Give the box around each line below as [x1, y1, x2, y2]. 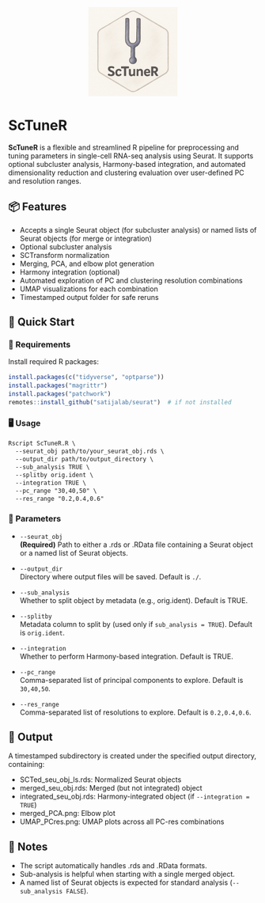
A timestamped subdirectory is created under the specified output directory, [8, 751, 257, 761]
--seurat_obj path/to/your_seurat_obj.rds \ [15, 447, 165, 456]
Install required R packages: [8, 357, 100, 366]
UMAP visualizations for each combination [19, 284, 158, 294]
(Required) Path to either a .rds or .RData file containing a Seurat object [19, 540, 253, 549]
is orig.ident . [19, 628, 66, 637]
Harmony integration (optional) [19, 267, 120, 276]
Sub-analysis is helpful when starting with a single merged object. [19, 870, 236, 879]
